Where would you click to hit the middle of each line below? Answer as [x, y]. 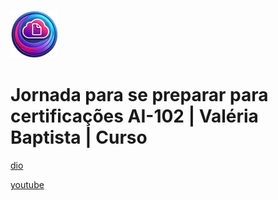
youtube [27, 184]
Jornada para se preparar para [139, 95]
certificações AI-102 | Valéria [134, 116]
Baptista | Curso [79, 137]
